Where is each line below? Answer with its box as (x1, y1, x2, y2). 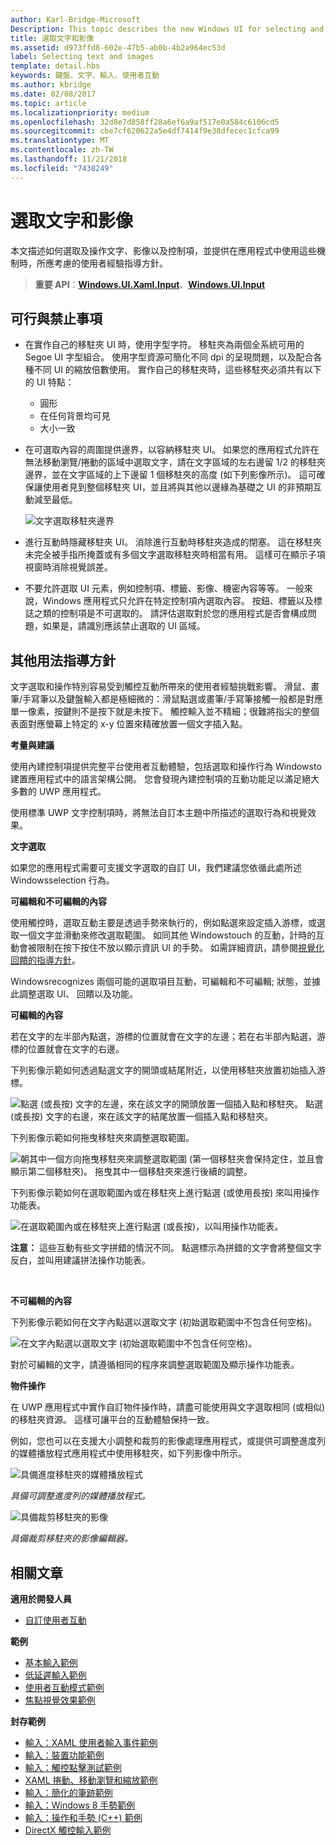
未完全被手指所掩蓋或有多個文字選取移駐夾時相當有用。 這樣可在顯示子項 (24, 549, 326, 561)
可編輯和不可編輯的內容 (10, 896, 107, 908)
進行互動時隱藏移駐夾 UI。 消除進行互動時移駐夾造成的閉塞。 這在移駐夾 (24, 536, 322, 548)
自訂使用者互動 (24, 1614, 87, 1626)
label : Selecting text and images (10, 52, 155, 62)
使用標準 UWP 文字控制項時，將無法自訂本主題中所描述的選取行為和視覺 (10, 807, 308, 819)
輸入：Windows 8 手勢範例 (24, 1799, 136, 1811)
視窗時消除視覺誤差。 (24, 561, 113, 573)
